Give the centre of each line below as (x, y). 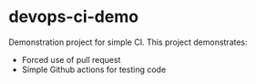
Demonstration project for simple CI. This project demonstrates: (128, 42)
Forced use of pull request (71, 59)
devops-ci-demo (73, 17)
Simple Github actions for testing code (94, 69)
